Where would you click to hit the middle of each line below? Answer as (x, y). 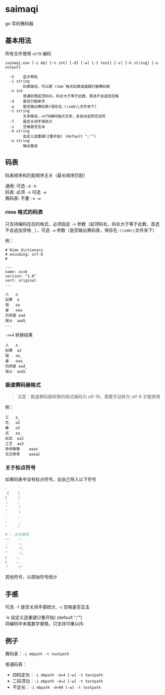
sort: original (21, 280)
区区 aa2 (14, 439)
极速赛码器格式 (23, 385)
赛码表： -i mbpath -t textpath (37, 653)
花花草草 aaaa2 (23, 455)
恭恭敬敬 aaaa (22, 449)
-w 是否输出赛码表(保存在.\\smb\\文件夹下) (53, 107)
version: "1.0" (21, 276)
